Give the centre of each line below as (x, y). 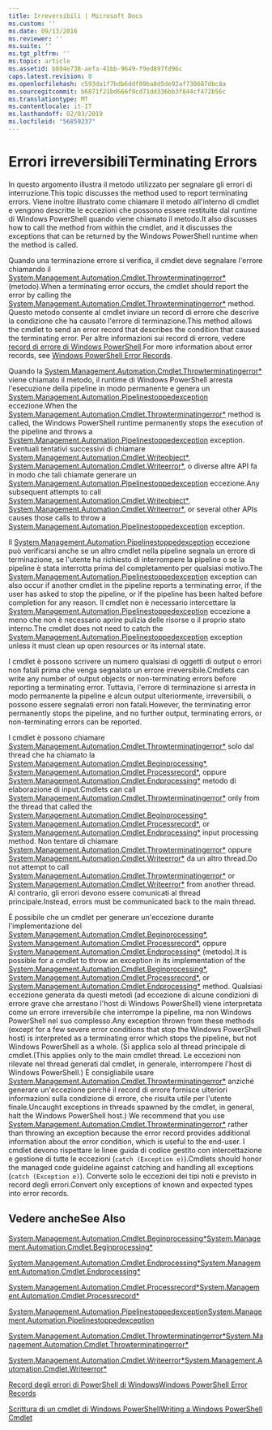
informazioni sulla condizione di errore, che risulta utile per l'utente (120, 1098)
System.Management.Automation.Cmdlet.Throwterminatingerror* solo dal (131, 746)
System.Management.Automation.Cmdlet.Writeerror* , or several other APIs (133, 509)
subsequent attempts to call (55, 491)
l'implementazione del (45, 926)
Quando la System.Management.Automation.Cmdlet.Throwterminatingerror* (135, 371)
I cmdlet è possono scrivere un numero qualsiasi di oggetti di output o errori (135, 661)
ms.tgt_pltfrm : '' (39, 54)
